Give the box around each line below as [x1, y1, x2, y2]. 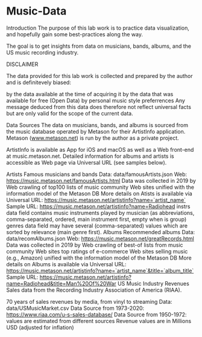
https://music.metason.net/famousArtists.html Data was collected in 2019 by [6, 177, 196, 184]
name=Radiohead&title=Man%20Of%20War [6, 280, 116, 287]
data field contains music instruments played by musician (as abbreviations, [6, 209, 195, 216]
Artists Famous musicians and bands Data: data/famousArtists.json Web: [6, 171, 188, 178]
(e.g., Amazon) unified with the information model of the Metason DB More [6, 254, 192, 261]
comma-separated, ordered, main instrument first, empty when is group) [6, 215, 187, 223]
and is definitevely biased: [6, 79, 71, 86]
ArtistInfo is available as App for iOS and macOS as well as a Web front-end [6, 146, 194, 153]
